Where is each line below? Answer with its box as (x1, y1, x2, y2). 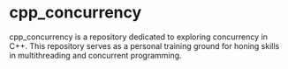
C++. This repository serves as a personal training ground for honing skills (9, 40, 280, 51)
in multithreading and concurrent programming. (9, 50, 183, 60)
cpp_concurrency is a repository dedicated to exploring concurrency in (9, 31, 268, 42)
